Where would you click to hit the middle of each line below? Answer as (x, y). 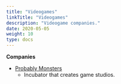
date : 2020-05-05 (28, 28)
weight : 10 (20, 34)
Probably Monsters (38, 68)
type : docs (20, 40)
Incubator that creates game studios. (69, 75)
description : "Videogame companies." (53, 23)
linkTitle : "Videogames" (37, 17)
